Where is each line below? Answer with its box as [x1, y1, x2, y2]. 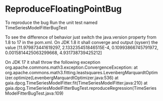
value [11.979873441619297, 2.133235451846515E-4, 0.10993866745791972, [5, 44, 159, 50]
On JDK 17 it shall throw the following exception [5, 59, 101, 65]
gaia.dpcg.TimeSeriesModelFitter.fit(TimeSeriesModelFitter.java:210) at [5, 80, 148, 86]
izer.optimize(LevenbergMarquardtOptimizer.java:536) [5, 75, 114, 81]
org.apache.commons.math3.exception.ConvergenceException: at [5, 64, 138, 70]
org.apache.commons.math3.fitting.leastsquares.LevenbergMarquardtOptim [5, 69, 158, 75]
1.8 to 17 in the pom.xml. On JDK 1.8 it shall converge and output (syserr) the [5, 39, 158, 45]
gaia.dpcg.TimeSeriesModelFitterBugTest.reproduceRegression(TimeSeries [5, 85, 157, 91]
